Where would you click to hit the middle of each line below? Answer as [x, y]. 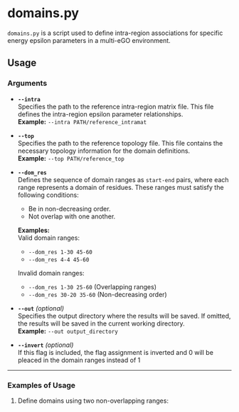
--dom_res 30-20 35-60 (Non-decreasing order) [97, 294]
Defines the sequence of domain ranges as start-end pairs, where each [123, 179]
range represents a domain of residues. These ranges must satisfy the [121, 187]
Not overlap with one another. [72, 216]
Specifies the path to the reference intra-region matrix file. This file [116, 106]
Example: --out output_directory [68, 331]
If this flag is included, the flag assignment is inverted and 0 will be [115, 352]
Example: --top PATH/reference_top [71, 158]
